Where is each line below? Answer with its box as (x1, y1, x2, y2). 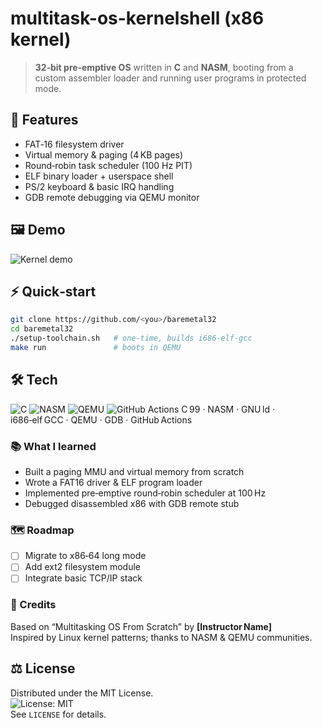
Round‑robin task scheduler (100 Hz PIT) (24, 159, 193, 171)
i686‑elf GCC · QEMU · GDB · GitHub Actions (10, 413, 193, 426)
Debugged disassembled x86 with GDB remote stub (24, 497, 240, 509)
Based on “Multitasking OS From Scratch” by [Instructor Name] (10, 620, 273, 632)
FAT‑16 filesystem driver (24, 138, 125, 150)
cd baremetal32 (10, 324, 74, 334)
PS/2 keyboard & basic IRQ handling (24, 180, 175, 192)
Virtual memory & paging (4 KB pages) (24, 148, 184, 161)
